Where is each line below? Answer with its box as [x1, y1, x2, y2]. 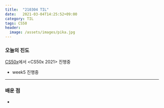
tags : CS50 [5, 21, 27, 26]
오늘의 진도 [5, 47, 30, 54]
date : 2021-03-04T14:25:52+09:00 [5, 12, 78, 17]
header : [5, 25, 21, 30]
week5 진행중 [12, 69, 39, 75]
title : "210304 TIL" [5, 7, 49, 12]
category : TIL [5, 16, 34, 21]
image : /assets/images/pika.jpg [9, 30, 76, 35]
